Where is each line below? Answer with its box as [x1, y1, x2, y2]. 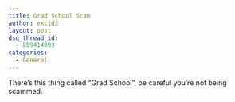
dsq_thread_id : [8, 33, 59, 42]
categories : [8, 49, 48, 57]
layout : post [8, 26, 52, 34]
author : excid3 [8, 19, 59, 27]
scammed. [8, 86, 43, 96]
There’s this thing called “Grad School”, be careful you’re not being [8, 77, 227, 88]
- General [15, 57, 48, 65]
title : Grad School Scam [8, 11, 91, 20]
